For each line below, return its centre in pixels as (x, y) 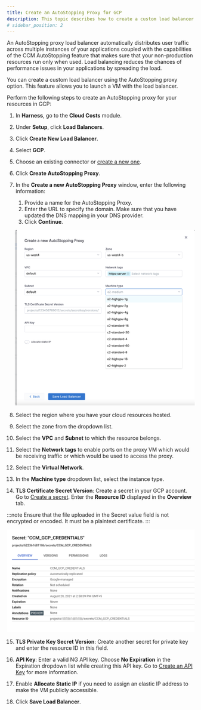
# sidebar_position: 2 (35, 25)
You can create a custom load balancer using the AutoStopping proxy (92, 80)
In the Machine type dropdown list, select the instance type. (90, 479)
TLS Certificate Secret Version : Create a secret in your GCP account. (101, 490)
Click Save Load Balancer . (48, 702)
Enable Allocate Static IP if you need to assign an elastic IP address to (102, 684)
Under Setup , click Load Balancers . (60, 127)
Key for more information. (47, 672)
